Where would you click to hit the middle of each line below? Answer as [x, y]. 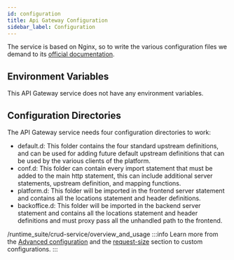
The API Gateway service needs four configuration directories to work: [109, 132]
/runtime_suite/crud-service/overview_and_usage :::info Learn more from [113, 234]
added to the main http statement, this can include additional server [115, 176]
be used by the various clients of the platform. [84, 161]
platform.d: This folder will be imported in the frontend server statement [121, 191]
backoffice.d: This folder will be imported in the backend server [109, 206]
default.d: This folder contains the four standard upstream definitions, [118, 146]
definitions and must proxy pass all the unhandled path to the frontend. [120, 221]
